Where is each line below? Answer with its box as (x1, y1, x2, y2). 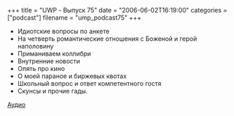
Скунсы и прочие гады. (17, 87, 88, 95)
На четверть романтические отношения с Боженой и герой (17, 34, 197, 43)
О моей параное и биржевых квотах (17, 72, 127, 80)
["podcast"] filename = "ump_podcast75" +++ (7, 13, 142, 22)
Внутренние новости (17, 57, 81, 65)
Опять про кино (17, 65, 65, 72)
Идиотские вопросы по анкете (17, 27, 110, 35)
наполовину (17, 42, 54, 50)
